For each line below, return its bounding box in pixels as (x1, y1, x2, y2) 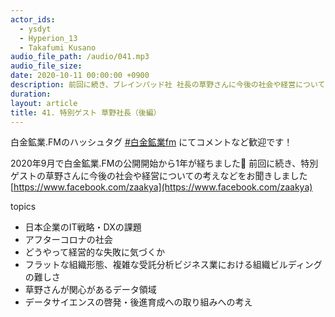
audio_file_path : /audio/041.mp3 (10, 52, 150, 62)
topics (10, 201, 37, 213)
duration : (10, 89, 52, 99)
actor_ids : (10, 14, 56, 25)
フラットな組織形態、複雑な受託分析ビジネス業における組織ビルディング (24, 259, 323, 271)
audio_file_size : (10, 61, 83, 71)
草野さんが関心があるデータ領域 (24, 284, 157, 296)
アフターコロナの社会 (24, 234, 113, 246)
